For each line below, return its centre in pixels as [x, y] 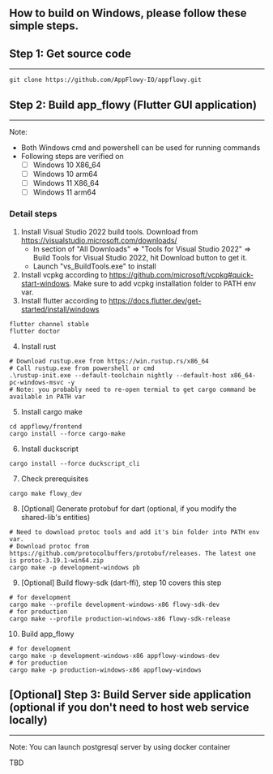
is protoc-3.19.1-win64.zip [57, 560]
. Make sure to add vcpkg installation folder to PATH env [163, 283]
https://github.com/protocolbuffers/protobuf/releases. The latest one [132, 553]
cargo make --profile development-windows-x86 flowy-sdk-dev [115, 604]
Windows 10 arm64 [65, 174]
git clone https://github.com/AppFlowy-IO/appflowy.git [105, 80]
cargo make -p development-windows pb [75, 567]
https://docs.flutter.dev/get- [155, 300]
